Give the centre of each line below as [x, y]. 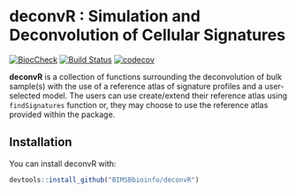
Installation [41, 142]
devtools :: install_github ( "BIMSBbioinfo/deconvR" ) [104, 180]
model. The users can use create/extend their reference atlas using [165, 96]
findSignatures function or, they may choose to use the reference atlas [139, 104]
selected [25, 96]
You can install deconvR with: [63, 163]
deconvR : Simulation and [105, 16]
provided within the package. [62, 114]
